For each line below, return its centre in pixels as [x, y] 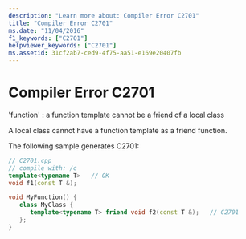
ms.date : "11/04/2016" [46, 30]
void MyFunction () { [43, 197]
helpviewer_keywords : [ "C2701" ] [62, 46]
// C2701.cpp [30, 160]
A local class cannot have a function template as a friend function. [118, 130]
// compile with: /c [43, 168]
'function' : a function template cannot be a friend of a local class [117, 115]
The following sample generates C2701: [74, 146]
